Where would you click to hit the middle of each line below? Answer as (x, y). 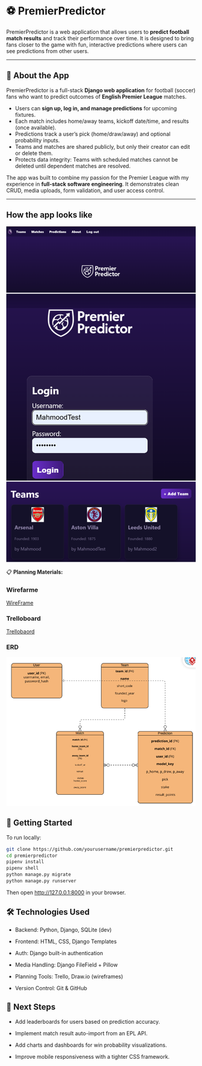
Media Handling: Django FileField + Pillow (66, 965)
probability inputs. (37, 140)
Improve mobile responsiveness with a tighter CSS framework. (92, 1056)
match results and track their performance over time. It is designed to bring (100, 38)
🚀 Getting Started (39, 823)
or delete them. (34, 153)
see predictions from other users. (47, 51)
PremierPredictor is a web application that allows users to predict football (98, 32)
